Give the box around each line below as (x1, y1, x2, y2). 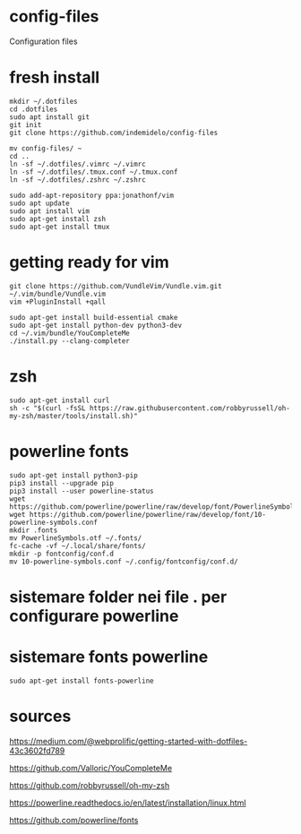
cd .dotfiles (9, 105, 58, 114)
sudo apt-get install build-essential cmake (9, 313, 178, 322)
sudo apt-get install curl (9, 396, 110, 405)
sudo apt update (9, 199, 70, 208)
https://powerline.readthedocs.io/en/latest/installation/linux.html (9, 797, 246, 808)
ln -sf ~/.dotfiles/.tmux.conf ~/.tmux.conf (9, 168, 178, 176)
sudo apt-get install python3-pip (9, 470, 139, 480)
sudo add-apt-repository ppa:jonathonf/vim (9, 191, 175, 200)
